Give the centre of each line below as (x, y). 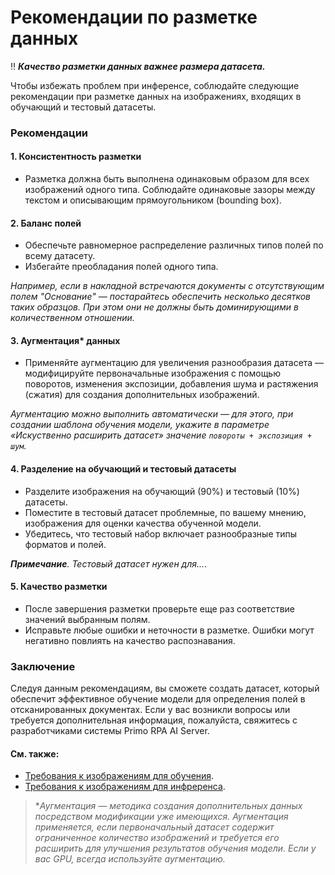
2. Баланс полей (46, 223)
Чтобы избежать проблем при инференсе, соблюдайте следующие (155, 85)
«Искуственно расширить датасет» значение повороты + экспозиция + (161, 435)
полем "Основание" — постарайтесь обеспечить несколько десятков (160, 297)
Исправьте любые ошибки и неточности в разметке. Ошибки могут (169, 630)
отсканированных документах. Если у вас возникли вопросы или (150, 710)
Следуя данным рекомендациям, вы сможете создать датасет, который (165, 688)
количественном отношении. (72, 318)
